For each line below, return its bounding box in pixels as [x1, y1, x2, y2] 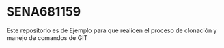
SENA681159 [6, 4, 81, 20]
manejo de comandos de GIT [6, 33, 88, 41]
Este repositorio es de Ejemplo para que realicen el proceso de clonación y [6, 26, 217, 34]
